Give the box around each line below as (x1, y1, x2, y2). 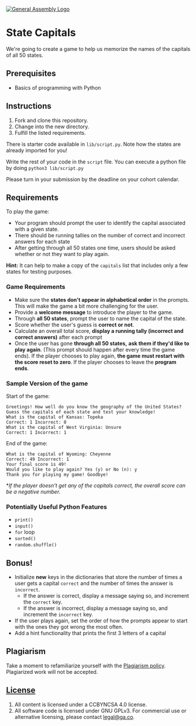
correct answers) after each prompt (14, 333, 102, 340)
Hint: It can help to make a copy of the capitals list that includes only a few (6, 262, 188, 269)
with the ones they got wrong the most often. (14, 623, 123, 630)
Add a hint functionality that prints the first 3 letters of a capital (14, 630, 166, 637)
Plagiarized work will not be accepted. (6, 668, 98, 675)
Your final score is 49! (6, 461, 67, 467)
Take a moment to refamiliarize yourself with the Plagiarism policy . (6, 662, 166, 669)
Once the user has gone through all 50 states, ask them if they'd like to (14, 340, 190, 347)
